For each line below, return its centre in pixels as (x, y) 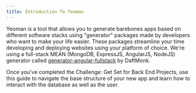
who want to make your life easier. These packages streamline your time (95, 41)
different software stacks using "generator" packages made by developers (98, 35)
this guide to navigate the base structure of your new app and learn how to (98, 78)
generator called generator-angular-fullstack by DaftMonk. (78, 60)
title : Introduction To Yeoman (45, 12)
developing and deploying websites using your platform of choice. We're (96, 48)
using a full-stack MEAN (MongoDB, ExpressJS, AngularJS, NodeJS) (91, 54)
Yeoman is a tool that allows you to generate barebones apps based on (94, 29)
